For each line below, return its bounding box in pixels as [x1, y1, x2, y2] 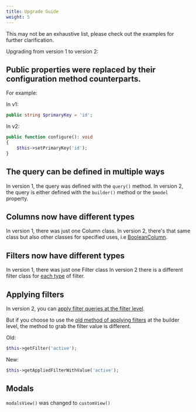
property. [6, 195, 29, 202]
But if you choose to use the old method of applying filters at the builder [6, 316, 180, 323]
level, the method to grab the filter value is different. [6, 322, 132, 329]
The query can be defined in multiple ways [6, 167, 165, 177]
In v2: [6, 123, 20, 130]
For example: [6, 89, 38, 97]
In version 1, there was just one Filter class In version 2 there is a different [6, 266, 183, 273]
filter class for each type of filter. [6, 272, 85, 279]
